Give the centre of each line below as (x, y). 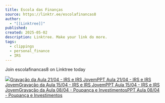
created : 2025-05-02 (27, 33)
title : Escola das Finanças (34, 10)
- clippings (22, 46)
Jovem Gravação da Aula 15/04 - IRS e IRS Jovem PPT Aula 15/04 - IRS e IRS (82, 85)
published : (16, 28)
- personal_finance (30, 51)
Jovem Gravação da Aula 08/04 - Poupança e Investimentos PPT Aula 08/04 (82, 90)
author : (13, 19)
